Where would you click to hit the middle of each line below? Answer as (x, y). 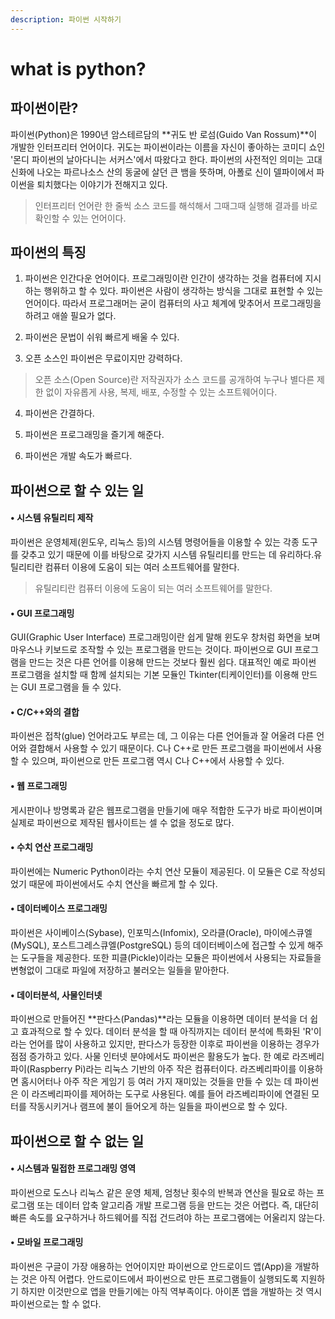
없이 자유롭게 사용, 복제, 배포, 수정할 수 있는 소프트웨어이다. (161, 392)
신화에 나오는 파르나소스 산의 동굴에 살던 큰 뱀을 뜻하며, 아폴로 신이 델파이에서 (162, 172)
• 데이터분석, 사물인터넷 (56, 995)
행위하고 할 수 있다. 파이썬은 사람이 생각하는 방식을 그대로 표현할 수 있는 (183, 291)
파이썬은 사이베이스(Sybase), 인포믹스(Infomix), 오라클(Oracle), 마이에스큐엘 (161, 933)
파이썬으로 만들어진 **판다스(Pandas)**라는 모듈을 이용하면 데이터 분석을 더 (159, 1019)
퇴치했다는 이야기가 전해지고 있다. (102, 184)
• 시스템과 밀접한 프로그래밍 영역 (73, 1168)
